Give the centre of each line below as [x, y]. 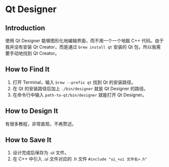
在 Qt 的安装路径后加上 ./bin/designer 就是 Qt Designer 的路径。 [80, 88]
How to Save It [28, 140]
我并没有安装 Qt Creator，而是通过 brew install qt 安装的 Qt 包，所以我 [81, 47]
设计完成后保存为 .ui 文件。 [41, 153]
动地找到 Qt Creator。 [37, 53]
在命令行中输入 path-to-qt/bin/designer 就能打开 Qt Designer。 [79, 95]
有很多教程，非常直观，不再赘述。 [41, 124]
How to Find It [27, 69]
